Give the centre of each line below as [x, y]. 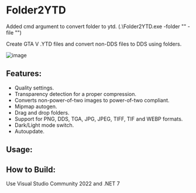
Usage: [20, 150]
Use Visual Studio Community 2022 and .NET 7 [63, 183]
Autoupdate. [30, 131]
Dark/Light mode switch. [44, 125]
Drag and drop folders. [42, 112]
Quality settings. [34, 88]
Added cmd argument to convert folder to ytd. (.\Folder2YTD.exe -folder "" [96, 26]
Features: [24, 74]
